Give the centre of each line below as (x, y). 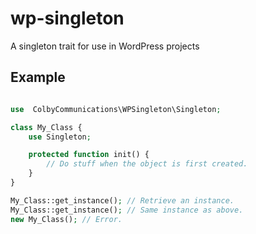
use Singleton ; (60, 137)
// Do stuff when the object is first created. (147, 164)
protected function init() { (89, 155)
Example (38, 77)
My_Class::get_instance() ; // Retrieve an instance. (122, 200)
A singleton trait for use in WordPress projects (105, 46)
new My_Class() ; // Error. (66, 219)
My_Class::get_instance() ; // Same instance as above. (127, 210)
